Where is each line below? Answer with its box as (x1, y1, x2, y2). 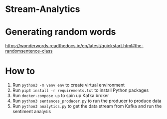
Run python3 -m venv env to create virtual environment (12, 82, 125, 88)
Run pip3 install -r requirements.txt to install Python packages (12, 87, 149, 93)
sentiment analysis (12, 109, 51, 115)
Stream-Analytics (5, 3, 81, 15)
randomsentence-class (5, 48, 53, 54)
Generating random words (5, 26, 116, 38)
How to (5, 66, 35, 77)
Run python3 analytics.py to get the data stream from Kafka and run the (12, 103, 162, 109)
